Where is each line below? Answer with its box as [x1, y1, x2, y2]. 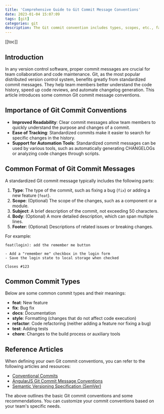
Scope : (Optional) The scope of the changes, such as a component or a [12, 197, 157, 203]
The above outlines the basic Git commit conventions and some [5, 393, 133, 399]
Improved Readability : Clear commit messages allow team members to [12, 119, 156, 125]
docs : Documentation [12, 310, 56, 316]
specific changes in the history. [12, 135, 76, 141]
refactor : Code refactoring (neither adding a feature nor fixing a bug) [12, 320, 151, 326]
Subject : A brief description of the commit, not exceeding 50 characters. [12, 208, 159, 214]
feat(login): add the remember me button [5, 243, 91, 247]
